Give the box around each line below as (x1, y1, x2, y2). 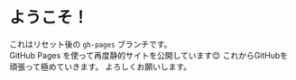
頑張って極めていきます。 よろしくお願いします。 (9, 61, 192, 72)
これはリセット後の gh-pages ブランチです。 (9, 39, 172, 49)
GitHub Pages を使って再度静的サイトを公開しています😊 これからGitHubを (9, 49, 289, 60)
